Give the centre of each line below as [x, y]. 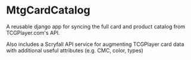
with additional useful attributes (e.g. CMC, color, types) [75, 50]
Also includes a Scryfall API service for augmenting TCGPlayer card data [95, 44]
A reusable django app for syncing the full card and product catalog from [96, 26]
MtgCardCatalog [48, 10]
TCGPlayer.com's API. [33, 32]
